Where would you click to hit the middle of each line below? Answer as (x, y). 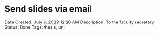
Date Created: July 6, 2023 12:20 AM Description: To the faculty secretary (79, 22)
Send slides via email (48, 9)
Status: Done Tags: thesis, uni (34, 27)
